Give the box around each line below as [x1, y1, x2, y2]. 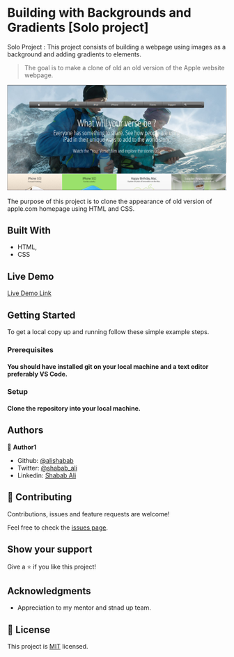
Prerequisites [7, 345, 54, 354]
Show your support [7, 544, 93, 555]
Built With [7, 224, 51, 236]
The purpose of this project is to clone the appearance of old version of [7, 197, 212, 205]
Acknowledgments [7, 585, 92, 596]
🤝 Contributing [7, 491, 72, 503]
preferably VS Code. [7, 370, 68, 378]
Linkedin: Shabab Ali [17, 471, 77, 480]
